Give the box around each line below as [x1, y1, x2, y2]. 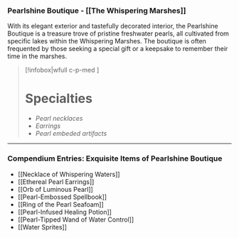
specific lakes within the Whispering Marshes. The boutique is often [7, 37, 206, 45]
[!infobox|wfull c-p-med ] [24, 66, 100, 75]
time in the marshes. [7, 52, 68, 60]
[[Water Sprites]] [17, 222, 68, 231]
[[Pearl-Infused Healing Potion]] [17, 207, 112, 216]
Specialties [24, 91, 92, 107]
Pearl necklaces [35, 114, 83, 123]
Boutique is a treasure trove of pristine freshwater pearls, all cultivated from [7, 29, 230, 38]
